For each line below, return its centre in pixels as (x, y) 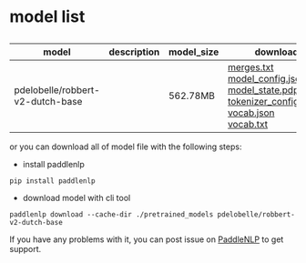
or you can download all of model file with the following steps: (126, 147)
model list (47, 17)
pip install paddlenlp (52, 181)
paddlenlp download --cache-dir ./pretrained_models (112, 214)
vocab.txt (248, 124)
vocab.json (251, 113)
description (134, 52)
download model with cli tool (76, 197)
